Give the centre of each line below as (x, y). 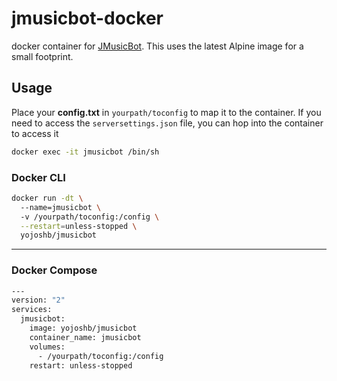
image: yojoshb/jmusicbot (83, 328)
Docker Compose (54, 270)
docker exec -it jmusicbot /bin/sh (85, 152)
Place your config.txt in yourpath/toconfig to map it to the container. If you (166, 112)
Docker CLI (38, 177)
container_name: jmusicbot (85, 337)
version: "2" (38, 300)
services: (32, 310)
